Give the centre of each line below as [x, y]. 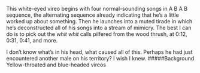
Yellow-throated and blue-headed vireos [56, 65]
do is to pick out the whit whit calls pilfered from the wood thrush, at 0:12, [97, 34]
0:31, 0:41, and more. [32, 40]
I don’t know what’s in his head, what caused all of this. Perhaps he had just [99, 52]
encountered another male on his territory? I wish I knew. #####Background [100, 58]
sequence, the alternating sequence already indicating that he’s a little [93, 15]
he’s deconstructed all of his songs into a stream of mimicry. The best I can [99, 28]
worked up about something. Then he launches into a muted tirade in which [99, 21]
